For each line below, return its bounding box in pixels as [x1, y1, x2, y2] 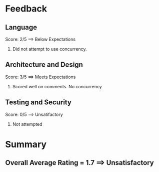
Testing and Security [5, 98, 71, 107]
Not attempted [12, 121, 42, 127]
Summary [5, 138, 46, 150]
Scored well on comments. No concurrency [12, 83, 102, 89]
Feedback [5, 3, 47, 15]
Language [5, 23, 37, 32]
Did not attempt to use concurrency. [12, 46, 87, 52]
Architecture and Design [5, 61, 83, 69]
